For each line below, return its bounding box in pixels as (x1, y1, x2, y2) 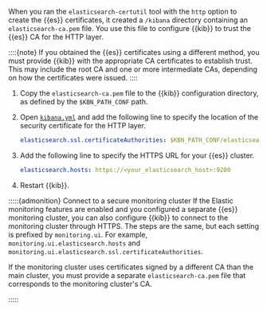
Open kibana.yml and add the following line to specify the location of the (19, 112, 259, 122)
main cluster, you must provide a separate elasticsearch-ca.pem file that (8, 270, 246, 280)
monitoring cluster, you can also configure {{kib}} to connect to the (8, 213, 229, 222)
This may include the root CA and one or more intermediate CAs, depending (8, 65, 257, 74)
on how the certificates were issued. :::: (8, 73, 138, 82)
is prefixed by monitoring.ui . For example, (8, 230, 148, 239)
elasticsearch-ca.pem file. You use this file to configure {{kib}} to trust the (8, 24, 251, 33)
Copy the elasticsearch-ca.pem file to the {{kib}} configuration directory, (19, 88, 259, 98)
